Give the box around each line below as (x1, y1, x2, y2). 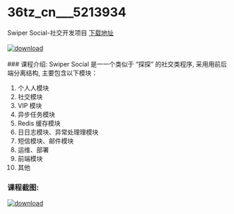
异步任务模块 (17, 110, 55, 119)
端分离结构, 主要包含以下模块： (7, 69, 98, 77)
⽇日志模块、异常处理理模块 (17, 128, 99, 136)
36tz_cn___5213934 (7, 4, 127, 20)
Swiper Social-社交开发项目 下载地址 (7, 28, 115, 37)
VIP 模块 (17, 101, 42, 109)
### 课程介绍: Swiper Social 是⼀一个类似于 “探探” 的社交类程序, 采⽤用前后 (7, 59, 228, 68)
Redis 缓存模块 (17, 119, 62, 127)
